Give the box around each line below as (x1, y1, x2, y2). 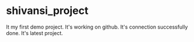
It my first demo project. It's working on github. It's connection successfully (6, 23, 188, 30)
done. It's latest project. (6, 29, 63, 36)
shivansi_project (6, 4, 89, 17)
